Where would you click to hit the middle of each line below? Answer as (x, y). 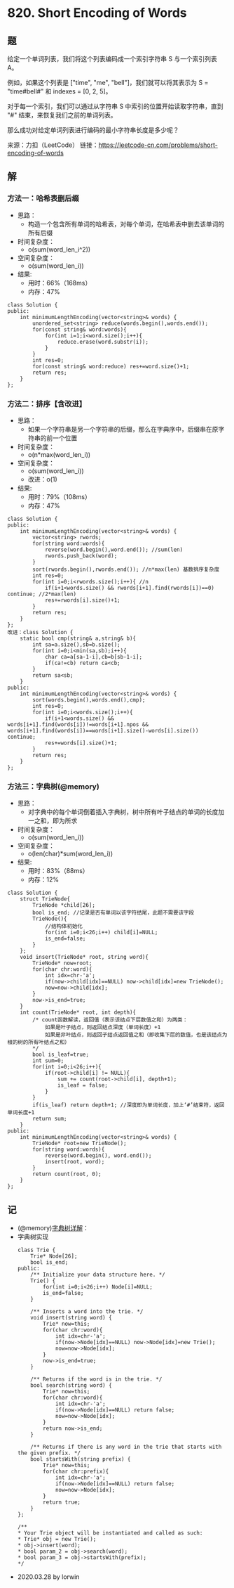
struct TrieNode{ (45, 899)
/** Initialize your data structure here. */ (98, 1275)
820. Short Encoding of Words (97, 13)
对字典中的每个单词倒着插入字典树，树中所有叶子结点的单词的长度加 (126, 812)
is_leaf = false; (83, 1085)
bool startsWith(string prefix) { (81, 1459)
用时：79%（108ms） (59, 496)
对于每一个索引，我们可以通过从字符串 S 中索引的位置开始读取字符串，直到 (115, 106)
